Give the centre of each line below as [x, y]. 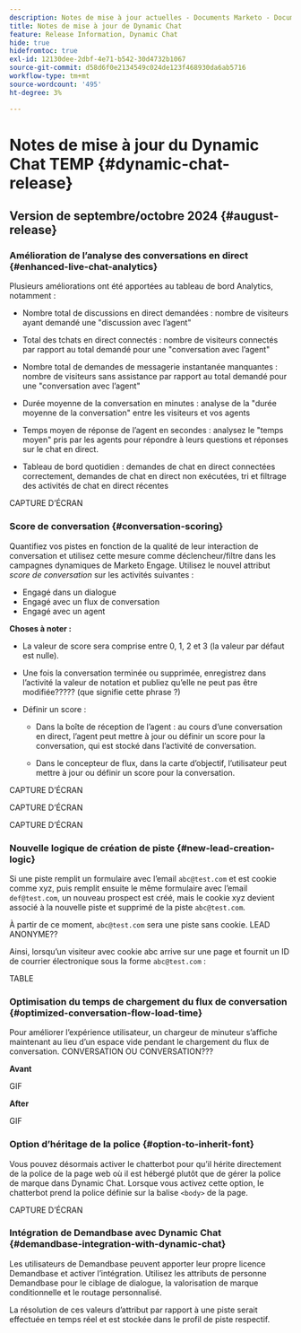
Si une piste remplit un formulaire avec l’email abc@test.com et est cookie [143, 878]
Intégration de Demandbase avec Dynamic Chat [116, 1233]
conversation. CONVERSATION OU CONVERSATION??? [111, 1051]
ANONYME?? [34, 934]
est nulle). [41, 655]
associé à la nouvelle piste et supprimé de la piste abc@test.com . [128, 907]
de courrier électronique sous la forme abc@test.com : [107, 961]
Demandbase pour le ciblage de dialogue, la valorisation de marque [134, 1283]
